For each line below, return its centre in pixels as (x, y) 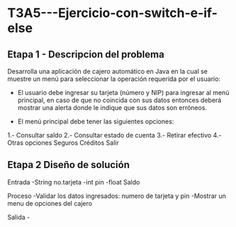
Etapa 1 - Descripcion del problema (86, 54)
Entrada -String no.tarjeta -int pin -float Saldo (74, 182)
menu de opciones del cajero (50, 203)
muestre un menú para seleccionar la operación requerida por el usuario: (114, 79)
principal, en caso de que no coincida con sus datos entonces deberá (119, 100)
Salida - (19, 217)
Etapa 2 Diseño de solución (68, 165)
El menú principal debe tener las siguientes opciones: (96, 121)
